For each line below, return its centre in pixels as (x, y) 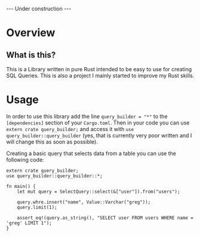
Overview (31, 33)
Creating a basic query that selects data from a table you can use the (91, 153)
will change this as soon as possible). (52, 142)
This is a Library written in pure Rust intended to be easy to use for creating (99, 69)
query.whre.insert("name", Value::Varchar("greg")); (84, 202)
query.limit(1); (37, 207)
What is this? (31, 55)
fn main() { (21, 186)
